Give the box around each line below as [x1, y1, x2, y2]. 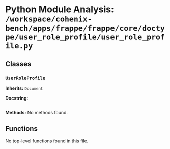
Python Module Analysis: [5, 4, 115, 15]
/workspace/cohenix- [5, 14, 93, 24]
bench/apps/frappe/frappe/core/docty [5, 23, 165, 33]
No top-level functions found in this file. [5, 138, 89, 144]
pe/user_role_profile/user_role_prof [5, 32, 165, 42]
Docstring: [5, 95, 29, 101]
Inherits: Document [5, 85, 43, 91]
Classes [5, 60, 32, 68]
